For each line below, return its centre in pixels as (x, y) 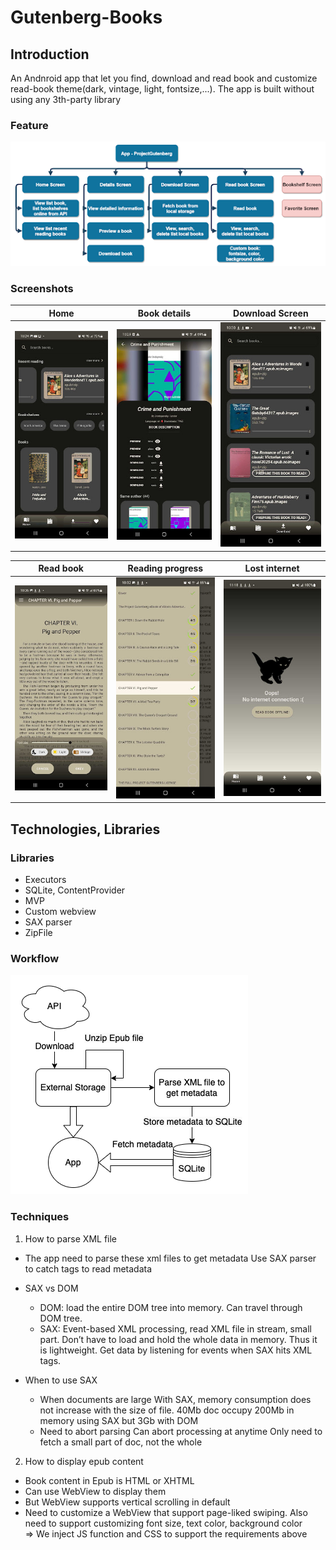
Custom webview (60, 911)
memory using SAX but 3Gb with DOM (119, 1420)
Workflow (35, 958)
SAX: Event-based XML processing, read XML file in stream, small (175, 1328)
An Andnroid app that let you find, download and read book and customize (164, 78)
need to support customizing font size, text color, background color (163, 1523)
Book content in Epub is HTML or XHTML (109, 1480)
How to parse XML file (71, 1238)
